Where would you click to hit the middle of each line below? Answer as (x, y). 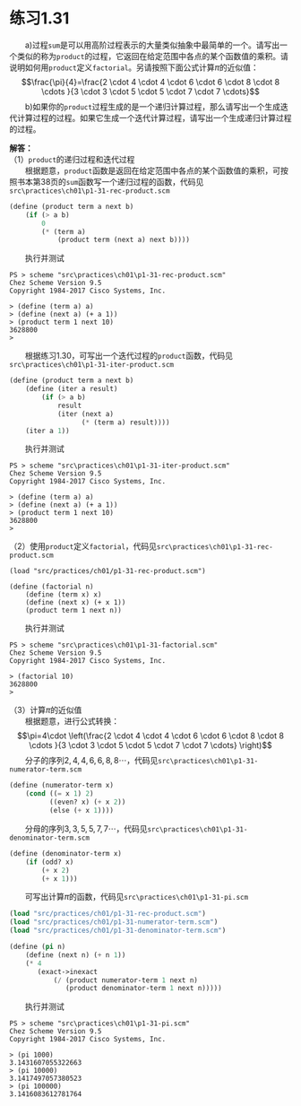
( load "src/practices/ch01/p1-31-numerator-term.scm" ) (114, 922)
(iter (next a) (86, 414)
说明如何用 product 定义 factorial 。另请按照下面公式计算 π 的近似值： (134, 67)
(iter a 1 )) (47, 431)
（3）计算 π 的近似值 (46, 710)
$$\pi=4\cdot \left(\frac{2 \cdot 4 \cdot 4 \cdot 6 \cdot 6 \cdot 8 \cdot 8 (150, 736)
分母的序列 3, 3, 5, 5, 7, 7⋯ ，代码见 (86, 828)
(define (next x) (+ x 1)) (76, 603)
